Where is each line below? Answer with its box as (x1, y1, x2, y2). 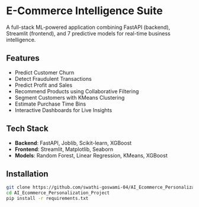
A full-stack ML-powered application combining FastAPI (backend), (6, 24, 171, 31)
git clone (6, 185, 31, 190)
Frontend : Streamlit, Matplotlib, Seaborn (14, 146, 114, 153)
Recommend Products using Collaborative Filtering (14, 87, 139, 95)
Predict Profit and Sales (14, 81, 73, 88)
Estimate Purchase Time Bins (14, 100, 86, 107)
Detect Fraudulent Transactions (14, 75, 92, 82)
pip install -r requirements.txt (6, 196, 89, 202)
